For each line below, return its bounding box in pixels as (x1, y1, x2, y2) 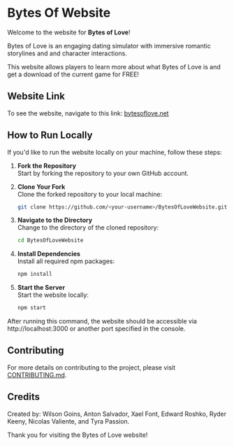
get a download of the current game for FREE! (7, 70, 140, 78)
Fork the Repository (17, 161, 77, 169)
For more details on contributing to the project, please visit (7, 363, 176, 372)
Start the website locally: (17, 291, 89, 299)
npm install (17, 271, 52, 278)
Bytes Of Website (7, 5, 111, 21)
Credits (7, 391, 41, 403)
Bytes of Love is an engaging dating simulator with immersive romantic (7, 41, 211, 50)
